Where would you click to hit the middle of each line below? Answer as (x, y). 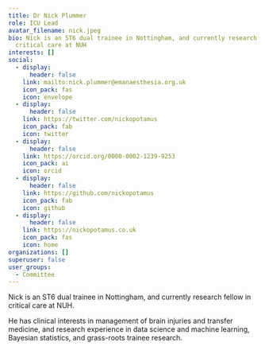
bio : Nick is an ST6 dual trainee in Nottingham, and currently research (133, 38)
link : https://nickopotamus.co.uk (79, 230)
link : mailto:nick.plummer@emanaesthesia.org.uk (104, 82)
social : (21, 60)
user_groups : (30, 267)
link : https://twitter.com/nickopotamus (90, 119)
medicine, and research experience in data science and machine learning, (129, 329)
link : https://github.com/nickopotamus (88, 193)
